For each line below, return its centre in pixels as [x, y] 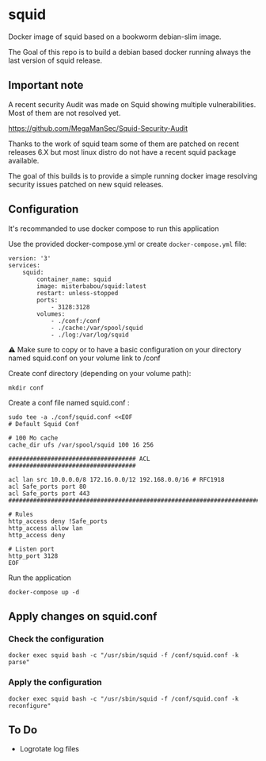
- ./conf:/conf [76, 321]
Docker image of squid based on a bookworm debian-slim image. [115, 37]
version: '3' [30, 258]
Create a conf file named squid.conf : [69, 402]
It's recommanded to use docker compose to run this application [114, 229]
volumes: [51, 314]
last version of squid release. [55, 60]
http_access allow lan [46, 528]
